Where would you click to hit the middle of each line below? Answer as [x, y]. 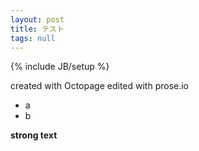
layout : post [37, 19]
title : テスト [37, 29]
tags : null [33, 38]
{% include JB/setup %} [60, 67]
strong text [34, 135]
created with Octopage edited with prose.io [100, 86]
